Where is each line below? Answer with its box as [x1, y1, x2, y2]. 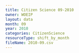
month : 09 [5, 21, 27, 27]
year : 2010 [5, 26, 29, 31]
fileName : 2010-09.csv [5, 40, 54, 45]
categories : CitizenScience [5, 31, 65, 36]
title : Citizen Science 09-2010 [5, 7, 74, 13]
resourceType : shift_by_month [5, 36, 70, 41]
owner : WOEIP [5, 12, 33, 17]
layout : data [5, 17, 33, 22]
